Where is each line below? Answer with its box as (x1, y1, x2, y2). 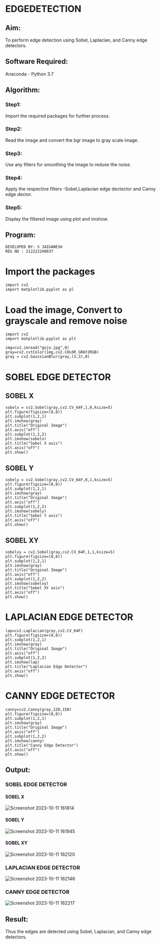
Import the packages (5, 266, 95, 277)
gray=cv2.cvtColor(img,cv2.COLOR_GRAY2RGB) (5, 350, 99, 355)
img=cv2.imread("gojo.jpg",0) (5, 345, 70, 351)
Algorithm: (5, 85, 40, 95)
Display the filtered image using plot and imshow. (5, 216, 109, 222)
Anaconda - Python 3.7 (5, 71, 54, 77)
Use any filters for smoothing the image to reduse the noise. (5, 162, 131, 168)
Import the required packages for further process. (5, 113, 110, 119)
